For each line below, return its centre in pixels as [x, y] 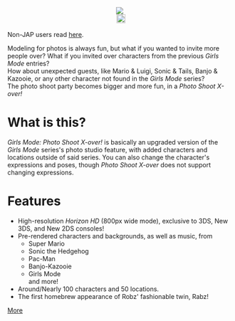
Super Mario [47, 243]
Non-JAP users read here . [46, 35]
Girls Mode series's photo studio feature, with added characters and [108, 149]
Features [34, 201]
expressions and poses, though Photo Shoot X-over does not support [109, 164]
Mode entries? [28, 63]
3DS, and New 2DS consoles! [61, 228]
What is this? [47, 123]
